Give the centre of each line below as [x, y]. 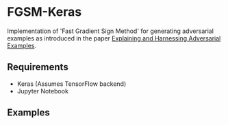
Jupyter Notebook [42, 91]
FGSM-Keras [45, 12]
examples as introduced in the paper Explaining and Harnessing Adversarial [114, 38]
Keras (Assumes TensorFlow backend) [72, 84]
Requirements [38, 67]
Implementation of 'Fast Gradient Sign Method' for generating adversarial [111, 31]
